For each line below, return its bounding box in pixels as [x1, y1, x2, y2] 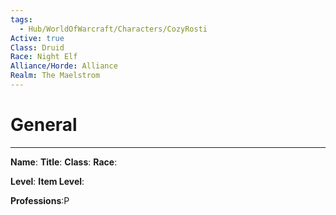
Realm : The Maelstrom [10, 71, 101, 81]
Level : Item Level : [10, 175, 85, 187]
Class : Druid [10, 42, 65, 53]
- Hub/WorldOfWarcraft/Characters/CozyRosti [19, 24, 208, 34]
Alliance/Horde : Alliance [10, 61, 118, 71]
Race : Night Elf [10, 52, 78, 62]
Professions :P [10, 194, 70, 206]
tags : [10, 14, 33, 25]
